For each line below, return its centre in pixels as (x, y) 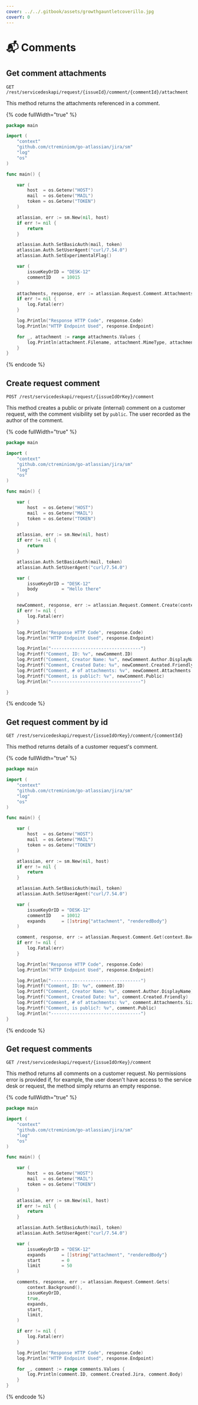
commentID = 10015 (54, 277)
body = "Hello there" (64, 589)
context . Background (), (55, 1288)
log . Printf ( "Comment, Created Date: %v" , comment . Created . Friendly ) (103, 997)
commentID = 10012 (54, 915)
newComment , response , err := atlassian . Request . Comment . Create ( (99, 606)
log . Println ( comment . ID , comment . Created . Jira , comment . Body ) (105, 1375)
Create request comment (53, 383)
